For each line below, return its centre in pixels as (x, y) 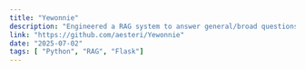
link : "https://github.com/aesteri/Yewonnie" (97, 35)
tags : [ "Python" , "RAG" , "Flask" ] (77, 52)
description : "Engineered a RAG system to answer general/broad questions (154, 26)
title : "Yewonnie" (44, 18)
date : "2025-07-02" (46, 43)
